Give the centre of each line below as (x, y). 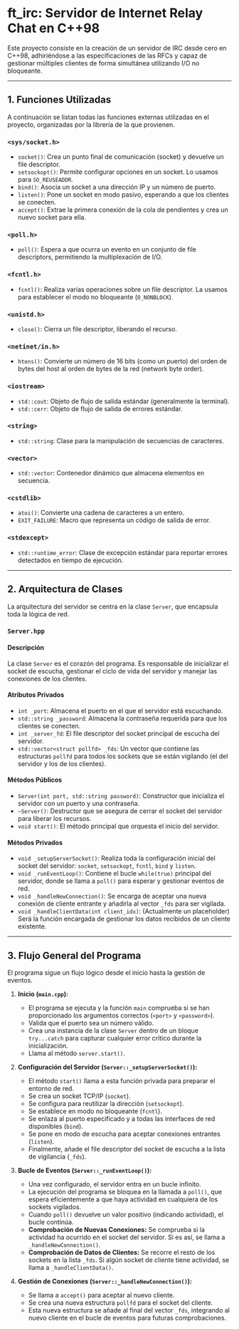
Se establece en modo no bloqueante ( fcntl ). (95, 1111)
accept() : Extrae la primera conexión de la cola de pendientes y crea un (123, 210)
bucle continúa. (51, 1222)
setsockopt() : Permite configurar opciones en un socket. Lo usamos (118, 172)
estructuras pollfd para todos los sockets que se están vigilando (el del (123, 756)
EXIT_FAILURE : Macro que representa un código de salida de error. (114, 520)
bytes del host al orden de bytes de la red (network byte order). (111, 369)
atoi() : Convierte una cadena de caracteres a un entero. (101, 513)
